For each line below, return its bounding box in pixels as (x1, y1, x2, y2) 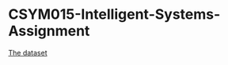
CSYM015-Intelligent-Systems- (8, 5, 221, 23)
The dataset (8, 48, 47, 57)
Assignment (8, 22, 90, 40)
